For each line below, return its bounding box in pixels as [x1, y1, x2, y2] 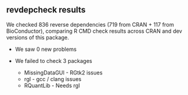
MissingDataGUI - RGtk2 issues [24, 69, 103, 76]
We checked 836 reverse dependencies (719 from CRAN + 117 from [6, 21, 174, 28]
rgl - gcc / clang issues [24, 75, 82, 82]
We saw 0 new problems [15, 45, 77, 53]
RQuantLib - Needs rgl [24, 82, 80, 89]
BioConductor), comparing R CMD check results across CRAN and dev [6, 27, 183, 34]
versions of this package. [6, 33, 70, 41]
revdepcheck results [6, 5, 86, 15]
